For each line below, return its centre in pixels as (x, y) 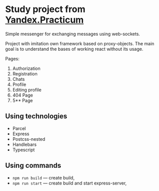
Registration (25, 73)
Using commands (33, 166)
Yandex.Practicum (44, 20)
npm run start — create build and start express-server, (69, 183)
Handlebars (24, 144)
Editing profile (27, 89)
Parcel (19, 128)
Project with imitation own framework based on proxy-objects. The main (80, 43)
